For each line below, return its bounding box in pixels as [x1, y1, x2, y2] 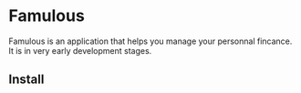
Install [8, 72, 45, 88]
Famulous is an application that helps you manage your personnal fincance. [8, 36, 293, 46]
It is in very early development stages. [8, 45, 152, 56]
